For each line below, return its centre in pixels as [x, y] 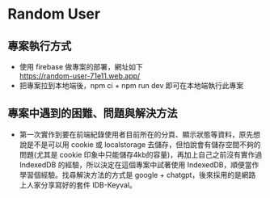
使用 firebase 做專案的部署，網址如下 [81, 67]
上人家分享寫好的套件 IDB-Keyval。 [78, 185]
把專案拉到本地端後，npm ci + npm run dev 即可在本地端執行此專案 [131, 85]
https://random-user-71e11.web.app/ [80, 76]
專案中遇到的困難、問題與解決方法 [93, 114]
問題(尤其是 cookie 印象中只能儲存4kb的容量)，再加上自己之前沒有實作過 [141, 154]
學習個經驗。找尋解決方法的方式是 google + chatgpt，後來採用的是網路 [137, 175]
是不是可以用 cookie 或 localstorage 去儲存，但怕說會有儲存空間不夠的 [143, 144]
